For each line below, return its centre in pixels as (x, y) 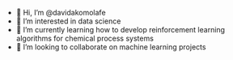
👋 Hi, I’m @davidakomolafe (61, 13)
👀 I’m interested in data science (68, 21)
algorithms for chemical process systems (85, 38)
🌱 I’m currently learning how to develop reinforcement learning (120, 30)
